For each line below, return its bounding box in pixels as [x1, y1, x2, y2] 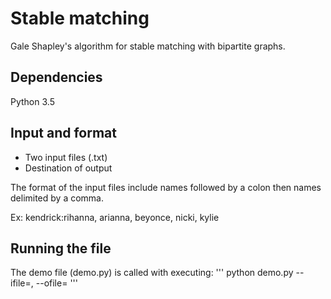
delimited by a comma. [10, 192, 105, 204]
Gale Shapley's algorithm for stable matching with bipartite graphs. [10, 40, 286, 52]
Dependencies [10, 69, 103, 86]
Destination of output [24, 162, 113, 174]
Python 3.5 [10, 95, 55, 107]
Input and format [10, 125, 117, 142]
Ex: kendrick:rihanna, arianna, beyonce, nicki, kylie [10, 211, 220, 223]
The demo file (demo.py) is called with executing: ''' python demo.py [10, 267, 294, 279]
